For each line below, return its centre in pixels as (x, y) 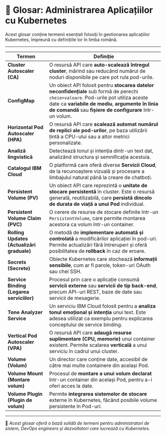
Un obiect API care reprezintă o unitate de (98, 185)
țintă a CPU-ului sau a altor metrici (89, 137)
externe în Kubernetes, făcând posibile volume (103, 400)
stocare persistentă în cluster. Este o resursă (102, 192)
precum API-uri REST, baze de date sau (96, 291)
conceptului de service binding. (86, 325)
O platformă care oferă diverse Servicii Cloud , (103, 165)
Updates (18, 239)
